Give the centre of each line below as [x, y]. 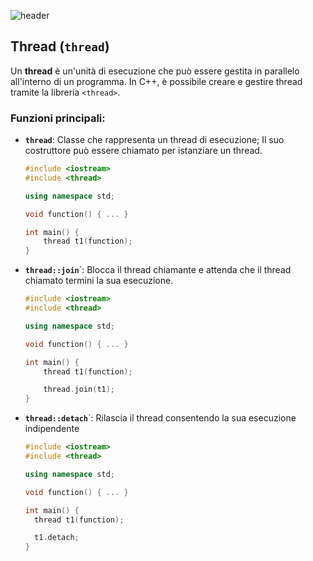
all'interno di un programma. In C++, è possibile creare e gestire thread [156, 81]
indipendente [52, 429]
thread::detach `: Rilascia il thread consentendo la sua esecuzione [160, 418]
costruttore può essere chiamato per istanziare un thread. [143, 151]
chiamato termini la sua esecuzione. [99, 281]
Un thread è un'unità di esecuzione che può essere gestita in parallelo [155, 71]
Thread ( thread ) [60, 46]
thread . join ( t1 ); [79, 390]
